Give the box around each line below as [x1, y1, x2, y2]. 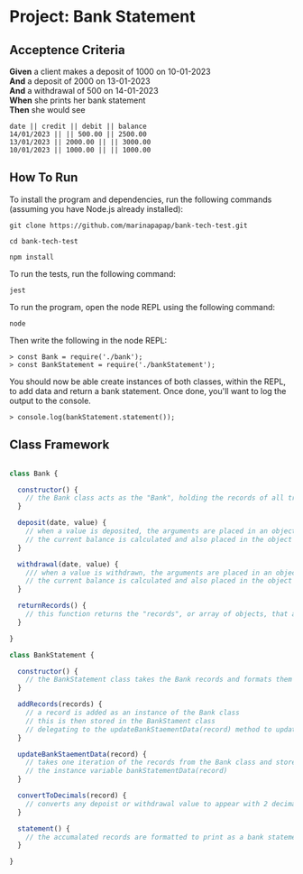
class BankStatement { [9, 650, 95, 659]
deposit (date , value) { [17, 519, 106, 528]
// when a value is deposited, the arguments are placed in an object [25, 527, 297, 536]
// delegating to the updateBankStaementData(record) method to [25, 724, 272, 734]
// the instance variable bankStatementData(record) [25, 767, 228, 776]
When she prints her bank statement [9, 95, 146, 106]
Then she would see [9, 105, 86, 115]
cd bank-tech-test [9, 236, 78, 245]
